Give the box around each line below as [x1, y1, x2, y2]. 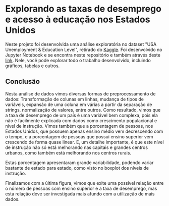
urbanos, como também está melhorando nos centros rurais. [5, 149, 132, 156]
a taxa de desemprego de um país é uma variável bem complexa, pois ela [5, 112, 158, 118]
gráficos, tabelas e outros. [5, 63, 60, 69]
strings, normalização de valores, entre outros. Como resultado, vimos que [5, 107, 161, 113]
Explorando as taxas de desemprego [5, 3, 161, 15]
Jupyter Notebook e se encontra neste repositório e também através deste [5, 51, 160, 58]
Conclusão [5, 77, 40, 86]
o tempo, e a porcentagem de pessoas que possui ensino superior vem [5, 133, 153, 139]
